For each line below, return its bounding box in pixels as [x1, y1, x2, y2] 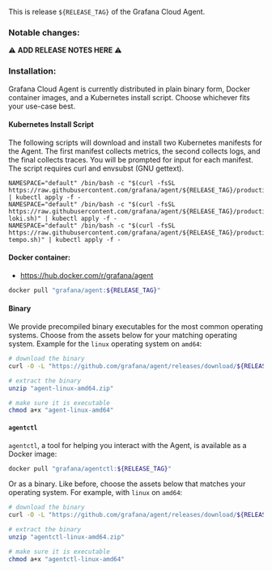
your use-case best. [8, 101, 75, 111]
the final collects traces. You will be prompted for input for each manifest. [8, 154, 253, 164]
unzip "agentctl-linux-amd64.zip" [8, 533, 125, 541]
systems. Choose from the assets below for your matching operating [8, 331, 237, 340]
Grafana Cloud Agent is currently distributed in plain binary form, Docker [8, 84, 251, 94]
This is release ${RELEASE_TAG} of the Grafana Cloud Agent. [8, 7, 206, 16]
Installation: [8, 66, 57, 77]
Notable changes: [8, 27, 80, 38]
